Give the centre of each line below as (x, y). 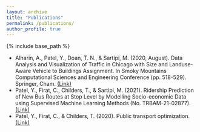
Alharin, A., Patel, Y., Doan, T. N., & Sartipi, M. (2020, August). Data (99, 58)
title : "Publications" (35, 18)
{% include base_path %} (38, 46)
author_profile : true (34, 29)
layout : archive (27, 12)
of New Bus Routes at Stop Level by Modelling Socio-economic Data (101, 97)
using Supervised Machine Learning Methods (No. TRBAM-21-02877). (103, 103)
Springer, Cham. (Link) (43, 84)
